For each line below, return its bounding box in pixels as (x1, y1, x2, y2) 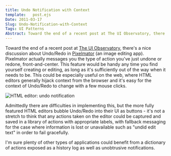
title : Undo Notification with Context (5, 7, 90, 13)
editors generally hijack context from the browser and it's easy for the (5, 77, 152, 83)
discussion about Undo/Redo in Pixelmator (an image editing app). (5, 50, 144, 56)
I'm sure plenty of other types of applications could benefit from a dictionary (5, 139, 166, 145)
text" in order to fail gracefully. (5, 130, 70, 135)
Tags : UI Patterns (5, 26, 44, 32)
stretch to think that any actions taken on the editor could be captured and (5, 113, 161, 119)
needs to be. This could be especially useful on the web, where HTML (5, 72, 152, 78)
